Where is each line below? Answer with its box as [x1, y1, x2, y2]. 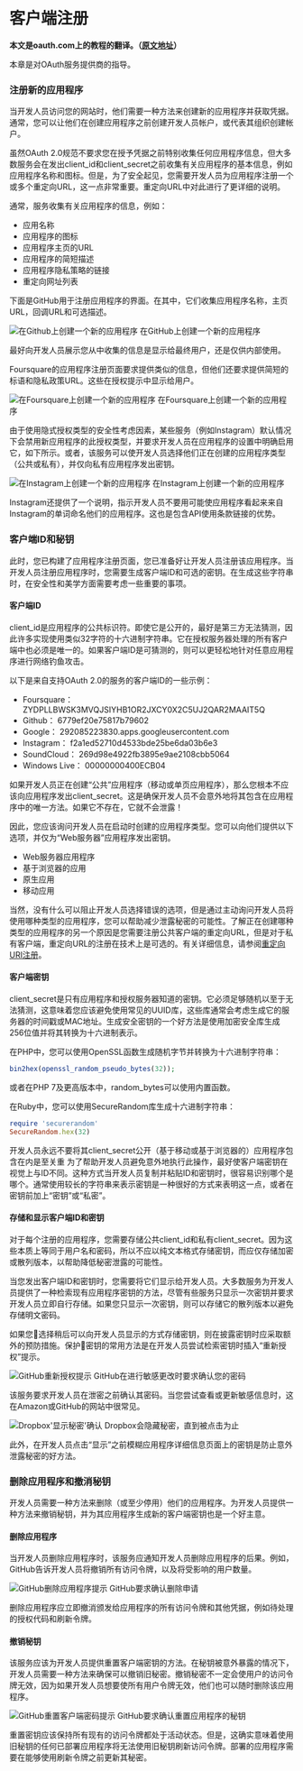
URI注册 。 [9, 949, 47, 960]
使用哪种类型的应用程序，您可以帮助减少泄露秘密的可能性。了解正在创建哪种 [9, 915, 294, 926]
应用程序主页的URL [22, 243, 95, 253]
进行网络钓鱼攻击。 [16, 656, 88, 666]
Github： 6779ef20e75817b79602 [22, 714, 149, 726]
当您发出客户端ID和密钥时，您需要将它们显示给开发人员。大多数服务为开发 [9, 1275, 286, 1286]
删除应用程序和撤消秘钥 [9, 1475, 111, 1488]
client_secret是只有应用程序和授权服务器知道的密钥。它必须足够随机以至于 [9, 993, 286, 1004]
